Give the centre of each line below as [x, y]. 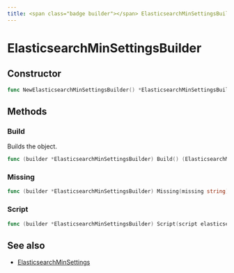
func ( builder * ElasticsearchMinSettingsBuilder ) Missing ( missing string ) [118, 192]
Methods [27, 111]
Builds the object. [32, 146]
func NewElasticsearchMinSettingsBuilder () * [74, 90]
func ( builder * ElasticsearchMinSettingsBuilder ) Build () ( [96, 159]
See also [26, 245]
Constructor [34, 74]
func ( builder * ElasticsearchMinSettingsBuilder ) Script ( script [102, 224]
